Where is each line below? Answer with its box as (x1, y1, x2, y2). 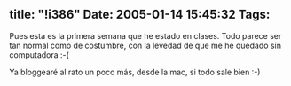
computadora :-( (9, 49, 69, 60)
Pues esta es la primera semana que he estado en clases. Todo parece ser (9, 30, 282, 41)
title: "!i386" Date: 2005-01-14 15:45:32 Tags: (9, 7, 271, 22)
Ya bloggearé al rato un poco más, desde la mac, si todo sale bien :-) (9, 66, 261, 77)
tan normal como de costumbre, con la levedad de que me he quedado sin (9, 40, 282, 51)
